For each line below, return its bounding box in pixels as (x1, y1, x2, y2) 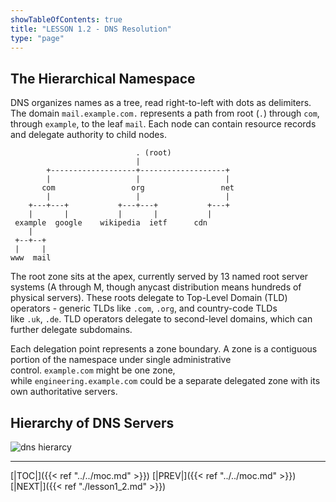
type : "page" (10, 33, 65, 43)
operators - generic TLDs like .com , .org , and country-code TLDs (10, 302, 278, 315)
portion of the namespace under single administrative (10, 354, 232, 366)
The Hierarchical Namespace (10, 70, 196, 87)
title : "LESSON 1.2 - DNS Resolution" (10, 24, 172, 34)
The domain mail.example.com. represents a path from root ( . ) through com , (10, 107, 320, 120)
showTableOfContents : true (10, 14, 123, 25)
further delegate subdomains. (10, 324, 133, 336)
